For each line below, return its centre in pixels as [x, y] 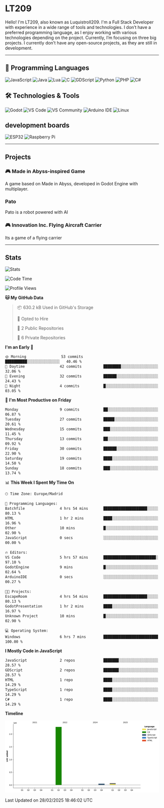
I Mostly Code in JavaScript [34, 651]
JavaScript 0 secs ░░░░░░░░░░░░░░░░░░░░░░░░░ [82, 538]
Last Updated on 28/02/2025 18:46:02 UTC [49, 800]
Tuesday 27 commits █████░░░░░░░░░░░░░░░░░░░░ [82, 419]
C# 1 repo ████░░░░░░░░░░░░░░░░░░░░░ [82, 699]
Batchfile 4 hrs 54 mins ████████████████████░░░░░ [82, 509]
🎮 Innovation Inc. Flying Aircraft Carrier [53, 225]
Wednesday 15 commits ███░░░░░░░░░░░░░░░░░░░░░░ [82, 429]
